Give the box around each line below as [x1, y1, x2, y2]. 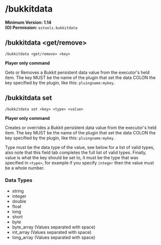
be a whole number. [5, 165, 45, 171]
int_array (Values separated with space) [12, 229, 92, 235]
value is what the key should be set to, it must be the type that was [5, 154, 139, 161]
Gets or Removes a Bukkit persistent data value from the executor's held [5, 69, 150, 75]
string [12, 188, 24, 194]
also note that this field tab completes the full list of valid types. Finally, [5, 149, 147, 155]
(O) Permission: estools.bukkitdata [5, 24, 78, 30]
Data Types [5, 177, 32, 184]
